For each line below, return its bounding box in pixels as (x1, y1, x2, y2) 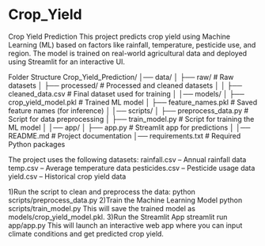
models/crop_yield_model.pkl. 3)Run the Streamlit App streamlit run (8, 212, 228, 221)
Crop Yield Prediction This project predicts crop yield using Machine (8, 32, 231, 41)
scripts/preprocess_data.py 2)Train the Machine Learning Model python (8, 195, 243, 205)
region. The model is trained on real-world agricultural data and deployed (8, 48, 248, 58)
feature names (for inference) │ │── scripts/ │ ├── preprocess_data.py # (8, 105, 249, 115)
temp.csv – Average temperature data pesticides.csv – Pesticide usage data (8, 163, 256, 172)
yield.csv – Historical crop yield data (8, 172, 127, 181)
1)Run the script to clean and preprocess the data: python (8, 187, 196, 196)
